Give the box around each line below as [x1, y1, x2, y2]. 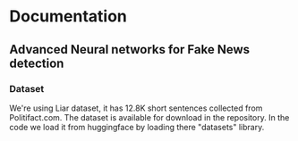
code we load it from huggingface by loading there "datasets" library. [9, 121, 265, 132]
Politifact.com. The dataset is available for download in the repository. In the [9, 112, 290, 122]
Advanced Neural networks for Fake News [9, 42, 251, 57]
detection [9, 55, 64, 70]
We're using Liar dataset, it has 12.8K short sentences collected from [9, 103, 263, 113]
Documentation [9, 6, 128, 27]
